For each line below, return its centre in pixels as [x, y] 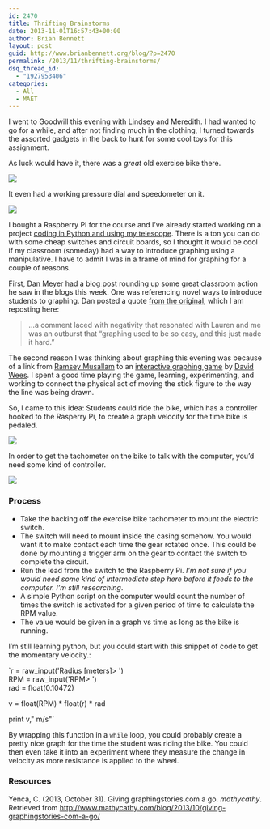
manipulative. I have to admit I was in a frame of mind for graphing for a [127, 259]
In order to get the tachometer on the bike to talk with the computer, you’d [131, 456]
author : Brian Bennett [46, 38]
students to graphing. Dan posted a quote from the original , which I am [126, 301]
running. [34, 630]
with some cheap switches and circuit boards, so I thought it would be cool [133, 242]
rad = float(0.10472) [41, 687]
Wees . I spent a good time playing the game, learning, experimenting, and [131, 375]
